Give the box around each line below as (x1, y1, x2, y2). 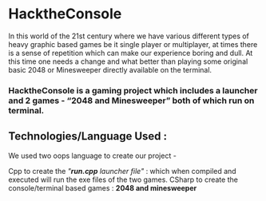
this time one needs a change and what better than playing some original (8, 57, 248, 66)
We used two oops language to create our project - (8, 151, 177, 160)
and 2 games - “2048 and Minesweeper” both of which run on (8, 95, 255, 106)
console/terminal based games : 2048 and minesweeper (8, 183, 197, 192)
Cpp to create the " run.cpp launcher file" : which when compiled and (8, 166, 237, 175)
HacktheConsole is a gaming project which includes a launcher (8, 85, 258, 96)
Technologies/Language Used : (8, 129, 168, 144)
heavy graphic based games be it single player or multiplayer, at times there (8, 39, 258, 49)
